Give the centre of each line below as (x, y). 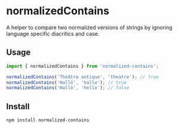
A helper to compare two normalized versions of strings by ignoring (89, 27)
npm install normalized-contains (48, 120)
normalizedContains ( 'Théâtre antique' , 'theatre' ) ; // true (83, 77)
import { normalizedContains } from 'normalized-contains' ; (83, 66)
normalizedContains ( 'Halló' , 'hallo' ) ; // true (67, 82)
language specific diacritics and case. (53, 33)
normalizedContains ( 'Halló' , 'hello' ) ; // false (68, 88)
